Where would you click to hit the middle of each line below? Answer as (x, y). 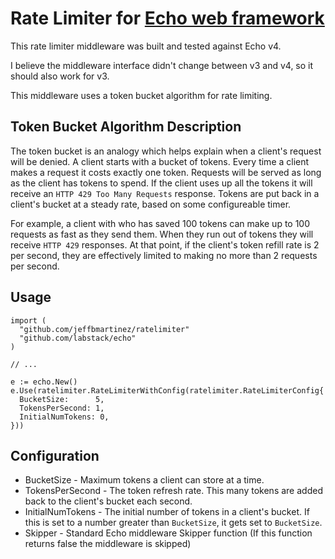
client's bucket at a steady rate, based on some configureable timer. (151, 204)
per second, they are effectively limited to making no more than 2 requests (164, 255)
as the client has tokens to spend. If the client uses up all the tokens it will (161, 183)
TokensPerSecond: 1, (62, 408)
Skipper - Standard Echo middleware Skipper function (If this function (168, 533)
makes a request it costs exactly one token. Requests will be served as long (166, 172)
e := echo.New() (44, 382)
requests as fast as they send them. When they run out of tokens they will (162, 234)
